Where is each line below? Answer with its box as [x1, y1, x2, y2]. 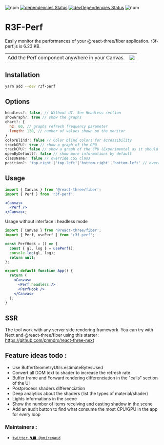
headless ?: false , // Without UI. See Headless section [5, 110, 121, 115]
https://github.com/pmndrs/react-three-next [5, 337, 94, 343]
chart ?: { [5, 120, 25, 124]
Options [5, 98, 30, 106]
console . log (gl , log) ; [9, 250, 56, 255]
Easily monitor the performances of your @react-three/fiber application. [5, 38, 150, 44]
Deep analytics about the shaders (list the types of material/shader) [12, 390, 148, 396]
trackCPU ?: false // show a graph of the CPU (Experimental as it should [5, 147, 159, 152]
